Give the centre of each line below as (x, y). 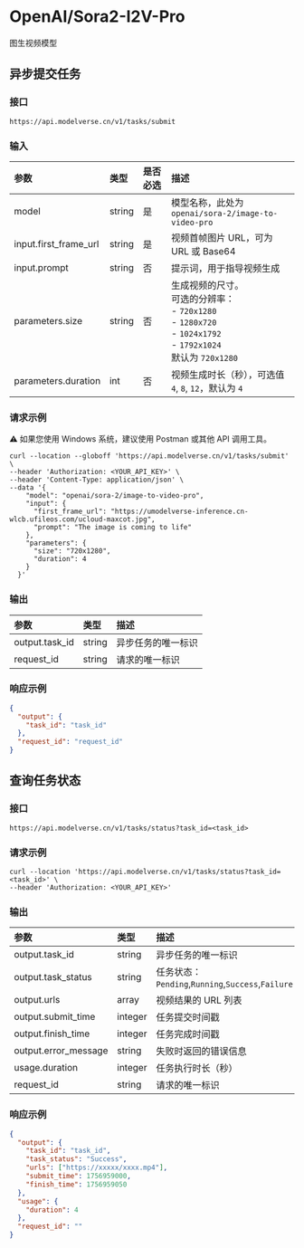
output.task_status (53, 977)
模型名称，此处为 (208, 203)
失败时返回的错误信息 (201, 1052)
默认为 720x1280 (204, 357)
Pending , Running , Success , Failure (225, 984)
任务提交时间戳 (188, 1017)
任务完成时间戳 (188, 1034)
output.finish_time (52, 1034)
